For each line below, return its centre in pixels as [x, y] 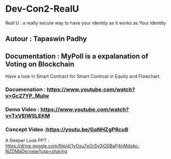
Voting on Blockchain [40, 64]
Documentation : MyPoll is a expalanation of [77, 56]
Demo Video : [22, 109]
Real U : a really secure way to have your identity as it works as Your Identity [86, 23]
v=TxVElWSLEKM [28, 116]
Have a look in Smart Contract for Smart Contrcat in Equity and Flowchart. [83, 76]
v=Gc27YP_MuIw [27, 96]
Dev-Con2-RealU [42, 9]
